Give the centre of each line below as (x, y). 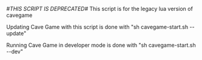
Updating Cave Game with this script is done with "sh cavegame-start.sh (97, 27)
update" (16, 33)
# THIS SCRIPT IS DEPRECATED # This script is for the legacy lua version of (99, 9)
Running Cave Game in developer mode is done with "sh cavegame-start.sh (101, 45)
